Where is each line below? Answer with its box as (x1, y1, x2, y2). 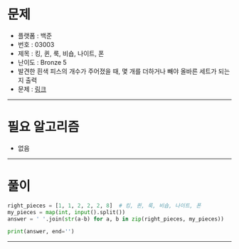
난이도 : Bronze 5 (17, 58, 68, 66)
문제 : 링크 (17, 85, 47, 93)
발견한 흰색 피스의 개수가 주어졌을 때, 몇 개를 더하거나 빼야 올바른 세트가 (17, 67, 217, 75)
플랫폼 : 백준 (17, 31, 53, 40)
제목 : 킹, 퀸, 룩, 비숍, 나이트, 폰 (17, 49, 105, 58)
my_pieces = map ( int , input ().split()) (7, 208, 126, 216)
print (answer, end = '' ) (7, 228, 75, 235)
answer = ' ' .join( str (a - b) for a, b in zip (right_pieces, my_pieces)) (7, 215, 224, 223)
